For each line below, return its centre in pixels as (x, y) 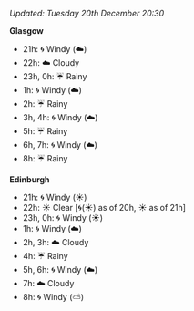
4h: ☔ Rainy (45, 256)
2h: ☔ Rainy (45, 104)
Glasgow (26, 31)
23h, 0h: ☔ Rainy (55, 76)
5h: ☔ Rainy (45, 131)
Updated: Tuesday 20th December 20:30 (87, 13)
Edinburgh (30, 180)
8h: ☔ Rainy (45, 158)
